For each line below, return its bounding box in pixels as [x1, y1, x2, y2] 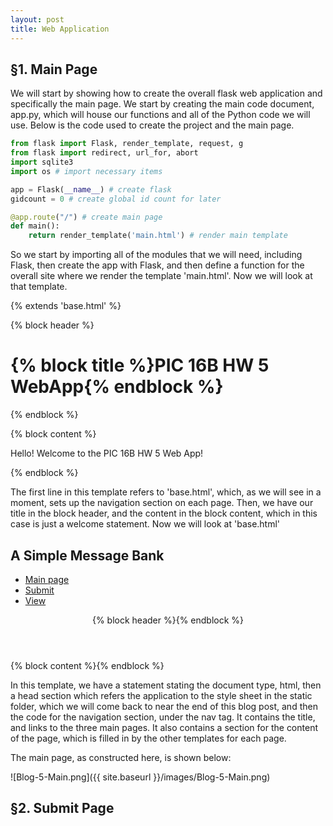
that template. [10, 281, 68, 293]
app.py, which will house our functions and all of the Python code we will [10, 109, 311, 121]
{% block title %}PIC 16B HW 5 [10, 354, 270, 377]
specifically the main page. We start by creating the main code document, [10, 98, 315, 110]
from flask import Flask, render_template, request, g [10, 139, 244, 149]
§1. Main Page [10, 61, 98, 78]
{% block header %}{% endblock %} [91, 614, 245, 626]
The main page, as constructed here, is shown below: [10, 751, 232, 763]
